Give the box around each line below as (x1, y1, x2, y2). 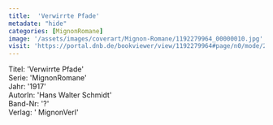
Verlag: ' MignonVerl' (8, 107, 79, 118)
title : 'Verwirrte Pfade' (8, 11, 100, 20)
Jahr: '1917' (8, 82, 46, 92)
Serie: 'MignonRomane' (8, 73, 87, 83)
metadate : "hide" (8, 19, 67, 28)
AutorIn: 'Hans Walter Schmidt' (8, 90, 112, 100)
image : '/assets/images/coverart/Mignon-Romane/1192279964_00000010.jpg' (8, 34, 264, 43)
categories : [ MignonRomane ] (8, 27, 104, 35)
